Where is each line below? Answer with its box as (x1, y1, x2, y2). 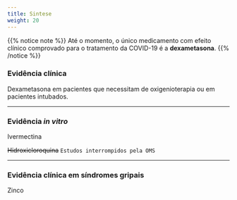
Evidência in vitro (7, 116, 68, 126)
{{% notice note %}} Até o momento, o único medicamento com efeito (7, 36, 212, 44)
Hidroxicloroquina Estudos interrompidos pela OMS (7, 146, 155, 155)
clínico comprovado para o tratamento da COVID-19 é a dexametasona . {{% (7, 44, 229, 52)
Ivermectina (7, 132, 42, 141)
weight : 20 (7, 17, 39, 24)
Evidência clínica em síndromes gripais (7, 170, 145, 180)
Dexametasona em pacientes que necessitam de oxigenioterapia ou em (7, 85, 215, 93)
